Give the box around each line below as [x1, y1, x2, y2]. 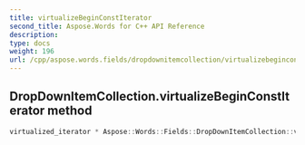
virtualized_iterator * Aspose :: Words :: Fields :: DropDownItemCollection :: [9, 127, 295, 136]
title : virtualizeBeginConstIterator [9, 13, 152, 23]
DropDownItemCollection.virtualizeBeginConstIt [9, 89, 290, 104]
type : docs [9, 38, 51, 48]
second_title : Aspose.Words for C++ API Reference [9, 22, 205, 31]
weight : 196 [9, 47, 54, 56]
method [46, 103, 93, 119]
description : [9, 30, 59, 39]
